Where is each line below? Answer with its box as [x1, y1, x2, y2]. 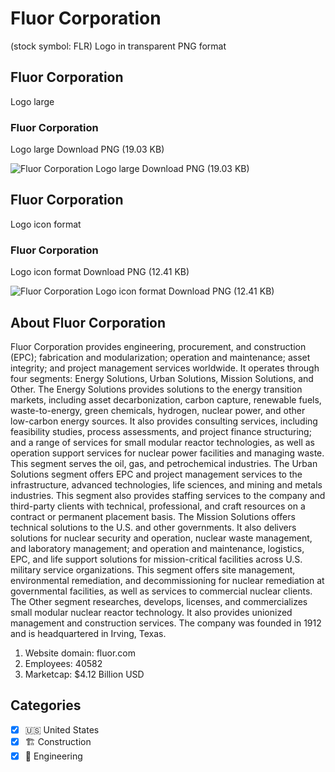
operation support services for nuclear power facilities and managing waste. [10, 447, 325, 459]
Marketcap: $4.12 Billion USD [24, 668, 145, 680]
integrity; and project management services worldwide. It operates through [10, 362, 320, 374]
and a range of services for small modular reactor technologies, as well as [10, 436, 316, 448]
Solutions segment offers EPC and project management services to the [10, 468, 303, 480]
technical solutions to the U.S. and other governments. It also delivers [10, 521, 297, 533]
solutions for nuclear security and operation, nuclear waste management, [10, 532, 313, 544]
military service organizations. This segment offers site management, [10, 563, 296, 576]
